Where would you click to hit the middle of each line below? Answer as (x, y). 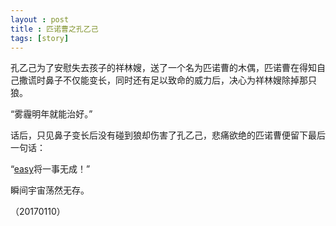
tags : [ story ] (40, 38)
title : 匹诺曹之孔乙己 (54, 29)
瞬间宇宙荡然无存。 (50, 190)
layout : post (40, 19)
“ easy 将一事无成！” (50, 169)
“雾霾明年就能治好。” (51, 114)
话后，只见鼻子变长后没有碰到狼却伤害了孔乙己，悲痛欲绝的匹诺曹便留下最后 (168, 135)
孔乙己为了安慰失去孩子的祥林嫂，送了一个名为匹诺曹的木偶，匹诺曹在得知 (163, 68)
